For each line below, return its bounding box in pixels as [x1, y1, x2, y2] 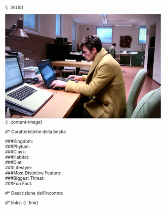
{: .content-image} [5, 119, 43, 125]
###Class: [5, 149, 26, 154]
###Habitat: [5, 154, 30, 160]
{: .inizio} [5, 4, 24, 10]
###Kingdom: [5, 139, 33, 144]
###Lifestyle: [5, 165, 32, 170]
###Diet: [5, 159, 23, 165]
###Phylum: [5, 143, 30, 149]
